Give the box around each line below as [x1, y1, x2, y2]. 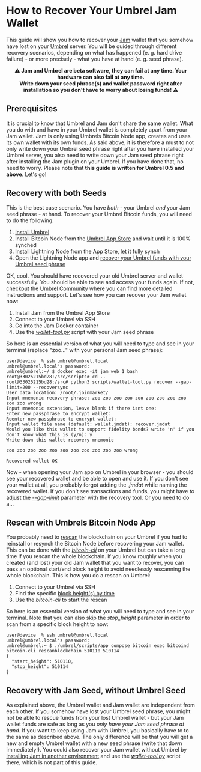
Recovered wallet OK [6, 458, 58, 464]
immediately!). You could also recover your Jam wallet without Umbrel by [6, 746, 187, 753]
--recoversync [32, 384, 68, 391]
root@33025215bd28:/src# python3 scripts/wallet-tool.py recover [6, 379, 173, 385]
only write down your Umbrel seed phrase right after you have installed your [6, 145, 195, 152]
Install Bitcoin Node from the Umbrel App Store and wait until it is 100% [14, 235, 191, 242]
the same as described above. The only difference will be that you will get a [6, 734, 193, 741]
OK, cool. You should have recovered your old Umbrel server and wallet [6, 272, 183, 279]
